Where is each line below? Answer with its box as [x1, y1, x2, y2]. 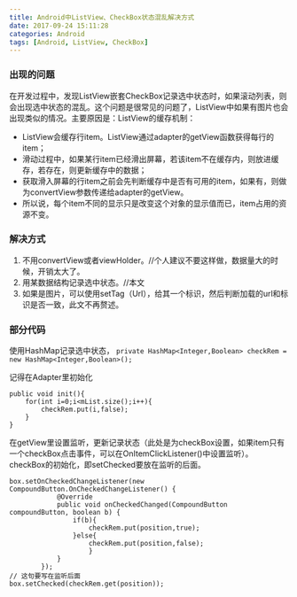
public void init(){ [9, 390, 86, 399]
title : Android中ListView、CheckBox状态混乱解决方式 [9, 12, 195, 22]
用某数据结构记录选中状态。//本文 [21, 276, 145, 288]
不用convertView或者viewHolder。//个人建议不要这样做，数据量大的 [21, 254, 271, 266]
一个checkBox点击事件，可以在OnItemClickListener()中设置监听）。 [9, 448, 254, 459]
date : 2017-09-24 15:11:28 [9, 21, 109, 30]
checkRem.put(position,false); [88, 539, 204, 548]
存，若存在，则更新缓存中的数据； [21, 165, 147, 175]
